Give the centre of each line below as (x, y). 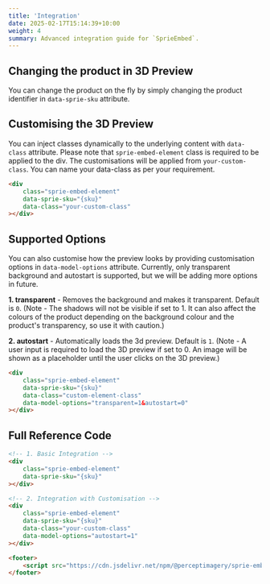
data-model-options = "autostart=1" (80, 536)
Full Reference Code (60, 435)
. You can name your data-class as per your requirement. (121, 169)
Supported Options (57, 239)
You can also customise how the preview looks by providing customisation (131, 259)
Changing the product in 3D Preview (101, 70)
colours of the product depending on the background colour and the (121, 317)
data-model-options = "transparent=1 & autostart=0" (106, 403)
